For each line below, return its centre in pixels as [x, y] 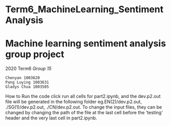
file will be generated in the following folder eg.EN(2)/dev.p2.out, [74, 102]
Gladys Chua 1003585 [27, 87]
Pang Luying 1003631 [27, 83]
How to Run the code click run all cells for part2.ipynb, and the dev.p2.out [83, 96]
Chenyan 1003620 [23, 78]
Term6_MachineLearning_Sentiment [84, 9]
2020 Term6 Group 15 [28, 69]
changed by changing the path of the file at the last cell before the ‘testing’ [84, 113]
